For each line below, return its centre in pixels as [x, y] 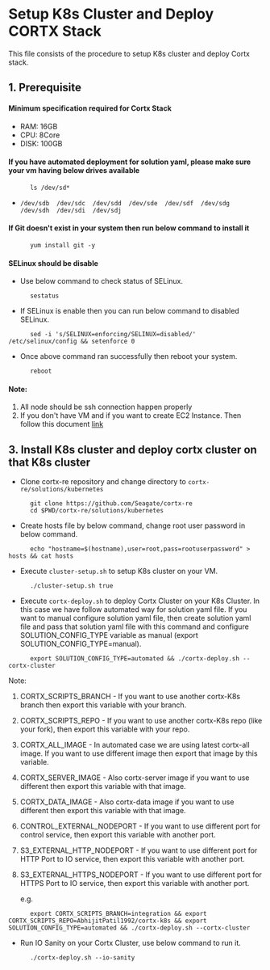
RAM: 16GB [39, 126]
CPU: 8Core [40, 135]
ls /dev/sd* [50, 188]
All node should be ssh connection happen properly [106, 407]
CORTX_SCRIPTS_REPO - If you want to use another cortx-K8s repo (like [141, 721]
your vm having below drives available [74, 171]
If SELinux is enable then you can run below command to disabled [129, 311]
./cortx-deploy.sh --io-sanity [82, 958]
